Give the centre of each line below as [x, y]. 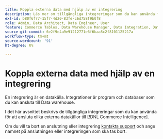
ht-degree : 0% [19, 45]
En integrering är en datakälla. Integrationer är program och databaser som [80, 97]
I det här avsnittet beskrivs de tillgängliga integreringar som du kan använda [81, 111]
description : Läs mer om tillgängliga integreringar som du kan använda [80, 14]
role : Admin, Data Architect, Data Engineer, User [57, 23]
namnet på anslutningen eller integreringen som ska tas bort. [66, 131]
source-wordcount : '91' [29, 41]
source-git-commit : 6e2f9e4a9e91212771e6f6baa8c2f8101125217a [69, 32]
